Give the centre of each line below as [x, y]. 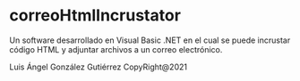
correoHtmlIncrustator [95, 16]
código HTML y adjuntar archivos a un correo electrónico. [116, 49]
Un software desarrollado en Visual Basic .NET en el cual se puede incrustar [150, 40]
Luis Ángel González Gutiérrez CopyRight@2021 [99, 67]
